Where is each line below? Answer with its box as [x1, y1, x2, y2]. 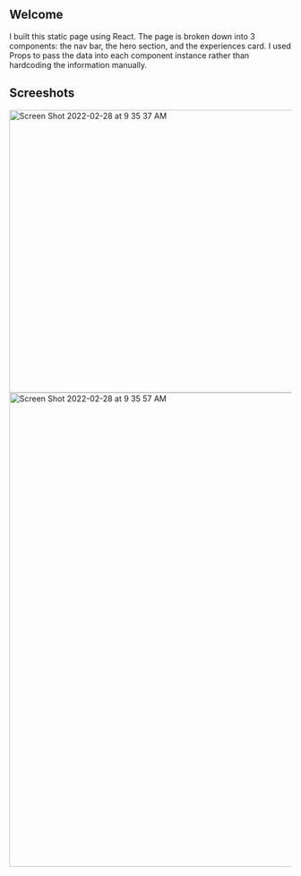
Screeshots [9, 85, 75, 101]
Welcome [9, 7, 64, 22]
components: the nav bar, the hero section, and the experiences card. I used [9, 40, 291, 51]
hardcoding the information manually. [9, 59, 148, 70]
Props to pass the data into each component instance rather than [9, 49, 250, 61]
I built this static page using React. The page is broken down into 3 [9, 30, 255, 41]
